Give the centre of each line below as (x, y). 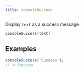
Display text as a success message (42, 24)
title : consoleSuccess (29, 10)
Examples (21, 49)
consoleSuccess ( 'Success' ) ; (35, 60)
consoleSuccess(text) (28, 33)
